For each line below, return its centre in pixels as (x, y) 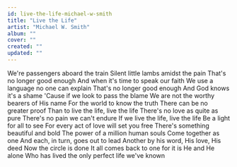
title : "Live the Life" (42, 20)
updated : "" (25, 54)
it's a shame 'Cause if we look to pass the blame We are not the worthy (111, 95)
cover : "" (22, 40)
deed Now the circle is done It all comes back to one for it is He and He (111, 148)
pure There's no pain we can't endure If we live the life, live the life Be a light (119, 118)
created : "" (25, 47)
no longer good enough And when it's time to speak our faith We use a (110, 80)
